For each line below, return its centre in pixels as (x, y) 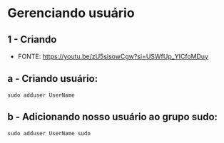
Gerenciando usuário (71, 13)
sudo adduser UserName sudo (49, 133)
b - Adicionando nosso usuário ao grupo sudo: (113, 117)
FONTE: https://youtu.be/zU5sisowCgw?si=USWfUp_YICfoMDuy (113, 56)
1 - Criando (32, 39)
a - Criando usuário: (53, 79)
